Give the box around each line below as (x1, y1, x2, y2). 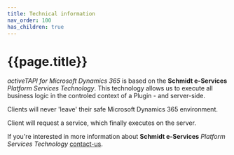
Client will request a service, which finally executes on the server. (7, 119, 196, 127)
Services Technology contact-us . (7, 140, 103, 148)
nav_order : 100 (7, 17, 52, 24)
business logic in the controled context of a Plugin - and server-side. (7, 92, 205, 100)
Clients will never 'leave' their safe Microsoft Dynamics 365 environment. (7, 105, 219, 114)
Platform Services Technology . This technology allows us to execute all (7, 84, 213, 93)
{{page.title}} (7, 53, 88, 69)
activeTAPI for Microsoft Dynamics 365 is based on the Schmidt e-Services (7, 76, 228, 85)
